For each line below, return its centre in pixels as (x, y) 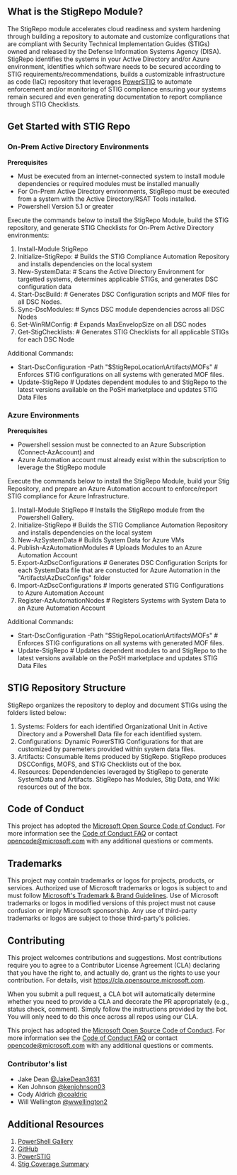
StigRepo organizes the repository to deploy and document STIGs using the (117, 705)
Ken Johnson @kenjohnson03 (62, 1087)
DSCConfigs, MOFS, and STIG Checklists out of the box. (100, 764)
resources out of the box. (54, 787)
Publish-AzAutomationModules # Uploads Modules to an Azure (110, 547)
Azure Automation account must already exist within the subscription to (122, 459)
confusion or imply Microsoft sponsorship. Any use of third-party (102, 911)
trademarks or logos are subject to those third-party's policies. (99, 918)
